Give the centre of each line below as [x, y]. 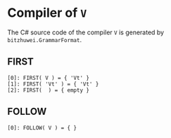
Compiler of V [47, 13]
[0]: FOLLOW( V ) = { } [42, 127]
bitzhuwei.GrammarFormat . [45, 39]
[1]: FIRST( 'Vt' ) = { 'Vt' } [53, 84]
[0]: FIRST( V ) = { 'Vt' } [49, 78]
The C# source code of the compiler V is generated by [85, 32]
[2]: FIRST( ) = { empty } [49, 90]
